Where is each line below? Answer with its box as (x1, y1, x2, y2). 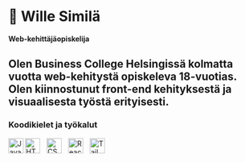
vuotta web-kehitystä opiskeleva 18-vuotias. (8, 70, 237, 84)
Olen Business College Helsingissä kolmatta (8, 57, 234, 71)
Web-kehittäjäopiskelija (8, 34, 90, 44)
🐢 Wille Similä (8, 7, 101, 26)
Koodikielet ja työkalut (8, 119, 98, 131)
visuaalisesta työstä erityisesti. (8, 95, 169, 109)
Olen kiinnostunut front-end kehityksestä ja (8, 82, 232, 96)
